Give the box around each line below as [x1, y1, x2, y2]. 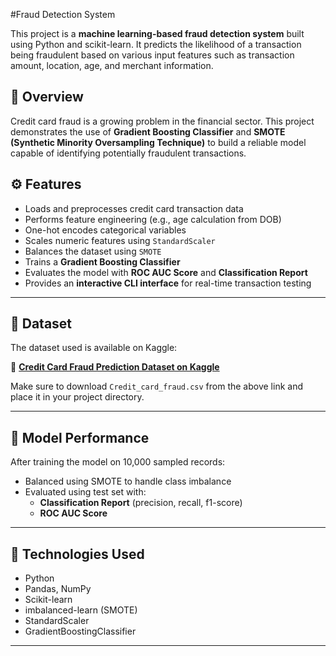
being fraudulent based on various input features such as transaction [10, 49, 295, 61]
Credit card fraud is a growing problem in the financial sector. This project [10, 115, 315, 127]
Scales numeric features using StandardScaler [24, 234, 216, 246]
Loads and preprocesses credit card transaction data [24, 202, 244, 214]
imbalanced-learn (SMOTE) [24, 604, 138, 616]
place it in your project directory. [10, 391, 145, 403]
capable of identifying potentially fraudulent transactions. [10, 147, 247, 159]
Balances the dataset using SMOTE [24, 245, 162, 257]
